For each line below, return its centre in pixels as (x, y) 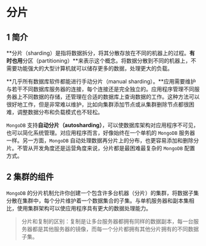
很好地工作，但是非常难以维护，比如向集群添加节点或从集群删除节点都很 (97, 104)
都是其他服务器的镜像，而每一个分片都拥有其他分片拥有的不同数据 (116, 229)
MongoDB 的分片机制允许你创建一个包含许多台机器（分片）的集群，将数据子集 (103, 193)
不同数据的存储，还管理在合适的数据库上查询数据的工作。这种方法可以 (111, 97)
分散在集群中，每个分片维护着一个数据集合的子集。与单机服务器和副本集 (97, 201)
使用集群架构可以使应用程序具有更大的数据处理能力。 (84, 208)
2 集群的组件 (30, 177)
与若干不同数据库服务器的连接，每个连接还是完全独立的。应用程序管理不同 (100, 89)
